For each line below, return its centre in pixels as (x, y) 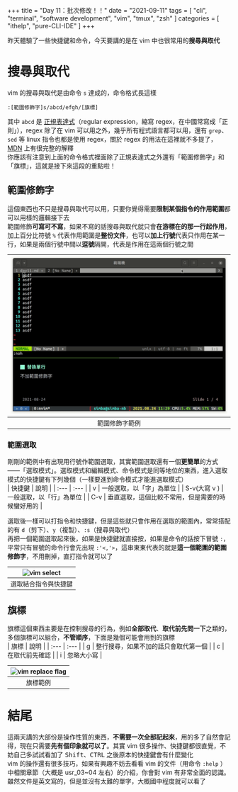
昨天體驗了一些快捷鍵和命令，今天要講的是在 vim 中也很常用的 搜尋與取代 (114, 40)
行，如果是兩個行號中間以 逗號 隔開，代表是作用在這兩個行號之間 (100, 244)
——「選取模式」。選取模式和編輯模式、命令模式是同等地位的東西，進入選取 (118, 470)
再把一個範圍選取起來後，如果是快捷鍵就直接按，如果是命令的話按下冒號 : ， (119, 539)
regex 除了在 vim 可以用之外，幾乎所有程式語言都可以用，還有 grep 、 (127, 130)
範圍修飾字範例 (119, 423)
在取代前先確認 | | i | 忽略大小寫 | (55, 655)
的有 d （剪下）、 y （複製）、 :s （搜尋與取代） (70, 530)
